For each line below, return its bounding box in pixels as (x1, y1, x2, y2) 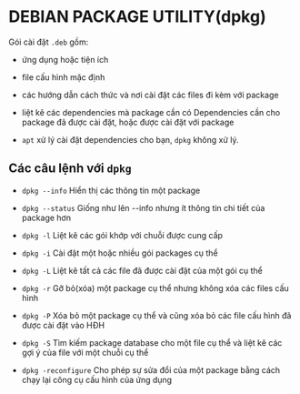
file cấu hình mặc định (21, 71, 105, 83)
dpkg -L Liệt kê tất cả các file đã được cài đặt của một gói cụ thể (21, 265, 263, 276)
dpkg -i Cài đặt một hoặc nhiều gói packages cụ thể (21, 248, 219, 258)
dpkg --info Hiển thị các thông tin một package (21, 185, 201, 196)
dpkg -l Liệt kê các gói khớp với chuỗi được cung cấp (21, 229, 224, 240)
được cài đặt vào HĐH (21, 319, 105, 330)
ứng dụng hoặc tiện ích (21, 54, 109, 65)
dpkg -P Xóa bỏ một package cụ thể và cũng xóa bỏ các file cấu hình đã (21, 309, 292, 320)
